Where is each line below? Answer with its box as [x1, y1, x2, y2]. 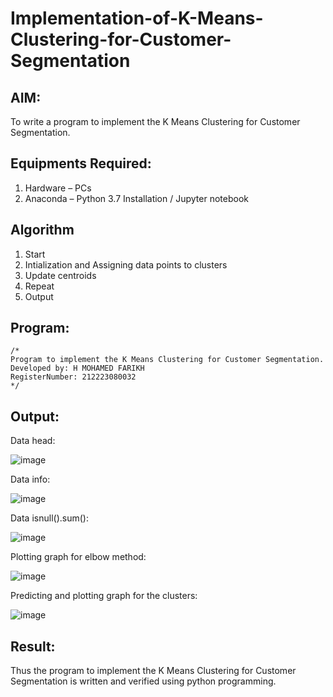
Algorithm [10, 222, 75, 239]
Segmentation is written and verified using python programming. [10, 675, 277, 687]
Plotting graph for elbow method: [10, 551, 147, 563]
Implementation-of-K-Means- [10, 7, 264, 30]
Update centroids [24, 269, 97, 281]
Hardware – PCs [24, 182, 92, 194]
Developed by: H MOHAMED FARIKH [10, 363, 145, 374]
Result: [10, 638, 56, 655]
